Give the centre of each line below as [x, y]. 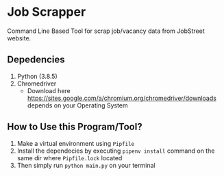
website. [19, 38]
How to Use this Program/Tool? [75, 127]
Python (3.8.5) [37, 76]
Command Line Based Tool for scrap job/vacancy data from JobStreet [106, 31]
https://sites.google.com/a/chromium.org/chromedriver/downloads [122, 98]
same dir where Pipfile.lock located [70, 158]
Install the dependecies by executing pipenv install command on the [116, 151]
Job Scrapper [47, 12]
